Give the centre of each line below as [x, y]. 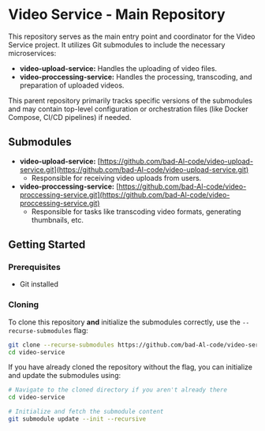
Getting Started [47, 245]
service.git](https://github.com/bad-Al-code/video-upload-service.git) [134, 169]
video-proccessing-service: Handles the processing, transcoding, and [136, 77]
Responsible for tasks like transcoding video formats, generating [136, 212]
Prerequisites [34, 268]
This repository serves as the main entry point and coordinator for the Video [132, 36]
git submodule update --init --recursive [77, 419]
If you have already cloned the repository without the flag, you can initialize [130, 367]
